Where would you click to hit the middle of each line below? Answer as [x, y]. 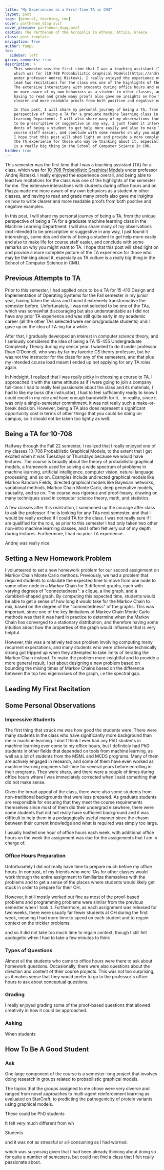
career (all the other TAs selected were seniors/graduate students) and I [78, 321]
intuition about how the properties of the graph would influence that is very [81, 627]
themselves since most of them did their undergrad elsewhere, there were [80, 807]
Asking [14, 1023]
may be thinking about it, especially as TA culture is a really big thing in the [80, 258]
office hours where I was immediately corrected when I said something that [81, 777]
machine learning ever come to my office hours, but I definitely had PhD [77, 746]
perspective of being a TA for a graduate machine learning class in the [76, 221]
